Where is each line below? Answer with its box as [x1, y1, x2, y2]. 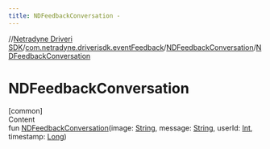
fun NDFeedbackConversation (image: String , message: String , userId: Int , [8, 122, 253, 133]
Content [8, 114, 35, 124]
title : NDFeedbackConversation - [8, 11, 121, 20]
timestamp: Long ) [8, 131, 67, 141]
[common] [8, 106, 43, 115]
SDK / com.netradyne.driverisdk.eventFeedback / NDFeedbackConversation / [8, 42, 256, 52]
